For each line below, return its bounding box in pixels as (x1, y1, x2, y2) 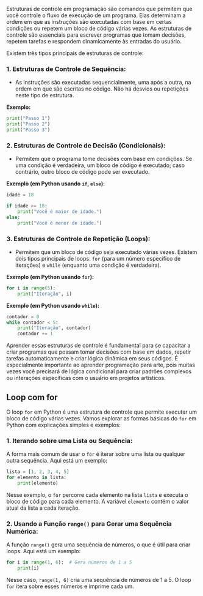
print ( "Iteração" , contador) (17, 325, 91, 331)
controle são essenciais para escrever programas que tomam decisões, (6, 31, 186, 39)
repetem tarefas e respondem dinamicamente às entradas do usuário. (6, 38, 182, 45)
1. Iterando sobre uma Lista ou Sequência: (6, 436, 133, 445)
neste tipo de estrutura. (15, 92, 74, 99)
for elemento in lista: (6, 474, 67, 481)
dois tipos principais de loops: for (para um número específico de (15, 255, 181, 262)
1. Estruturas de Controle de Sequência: (6, 64, 126, 73)
